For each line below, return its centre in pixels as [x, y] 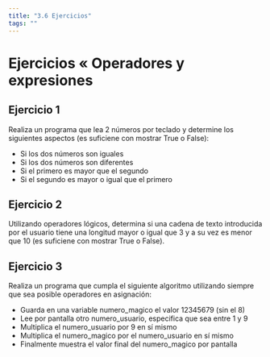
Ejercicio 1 [34, 110]
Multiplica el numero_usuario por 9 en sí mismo [98, 327]
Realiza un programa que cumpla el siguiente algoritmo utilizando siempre [131, 286]
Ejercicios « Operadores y [97, 63]
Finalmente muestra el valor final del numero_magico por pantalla [129, 344]
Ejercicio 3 [35, 266]
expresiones [51, 80]
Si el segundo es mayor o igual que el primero [96, 179]
